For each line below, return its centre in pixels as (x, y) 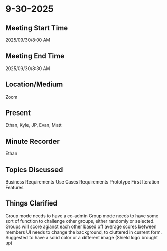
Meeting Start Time (37, 28)
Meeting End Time (35, 56)
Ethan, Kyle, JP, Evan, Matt (34, 125)
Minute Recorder (32, 141)
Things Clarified (31, 203)
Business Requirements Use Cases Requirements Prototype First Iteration (82, 182)
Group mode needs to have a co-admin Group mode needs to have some (82, 216)
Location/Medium (34, 85)
